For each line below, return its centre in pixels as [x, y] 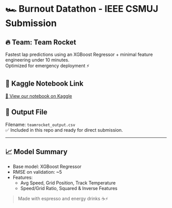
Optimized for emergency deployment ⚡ [47, 66]
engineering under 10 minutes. [37, 60]
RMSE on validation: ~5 [37, 172]
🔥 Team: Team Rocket [41, 42]
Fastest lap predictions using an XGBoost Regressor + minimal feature [79, 54]
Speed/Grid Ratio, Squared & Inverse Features [69, 189]
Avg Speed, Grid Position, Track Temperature [68, 183]
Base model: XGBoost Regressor [47, 167]
